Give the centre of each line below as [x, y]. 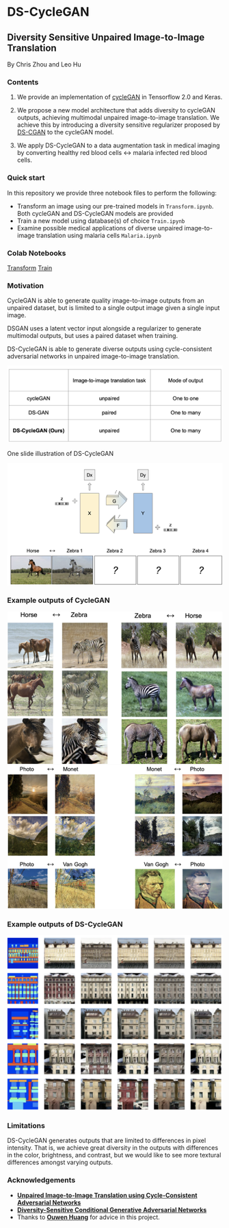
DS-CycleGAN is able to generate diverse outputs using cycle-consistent [110, 349]
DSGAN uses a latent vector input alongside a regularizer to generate [104, 328]
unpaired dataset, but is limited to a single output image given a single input [113, 308]
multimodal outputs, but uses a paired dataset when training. [93, 336]
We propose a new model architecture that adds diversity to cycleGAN [116, 110]
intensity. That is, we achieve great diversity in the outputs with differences [113, 1148]
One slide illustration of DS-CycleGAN [60, 453]
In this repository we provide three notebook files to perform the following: [112, 193]
